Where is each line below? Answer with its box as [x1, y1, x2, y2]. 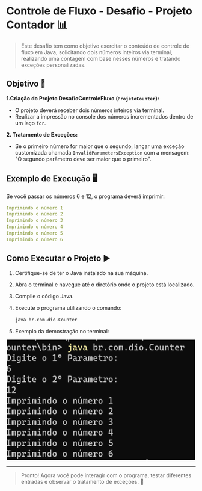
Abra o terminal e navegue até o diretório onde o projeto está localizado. [14, 281, 195, 288]
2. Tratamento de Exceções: [6, 131, 78, 138]
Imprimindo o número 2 [6, 211, 63, 217]
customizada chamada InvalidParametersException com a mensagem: [14, 149, 191, 156]
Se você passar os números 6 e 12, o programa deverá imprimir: [6, 193, 165, 200]
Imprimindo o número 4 [6, 224, 63, 230]
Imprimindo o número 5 [6, 230, 63, 236]
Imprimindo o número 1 [6, 205, 63, 211]
